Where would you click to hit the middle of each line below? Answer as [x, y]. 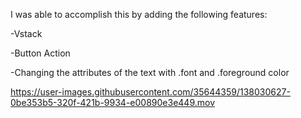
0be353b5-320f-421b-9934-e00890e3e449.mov [113, 102]
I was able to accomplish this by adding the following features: [139, 14]
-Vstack [26, 33]
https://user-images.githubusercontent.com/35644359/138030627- [150, 92]
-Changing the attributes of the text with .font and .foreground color [150, 72]
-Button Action [40, 53]
